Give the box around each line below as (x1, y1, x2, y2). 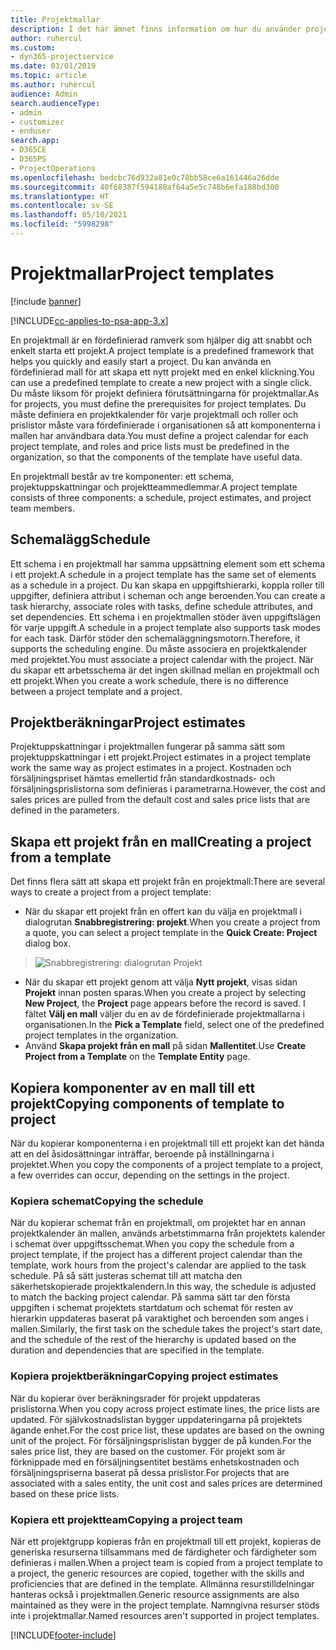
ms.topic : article (10, 71, 87, 81)
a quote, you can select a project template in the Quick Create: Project (24, 927, 318, 939)
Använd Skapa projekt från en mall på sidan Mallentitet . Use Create (24, 1040, 307, 1052)
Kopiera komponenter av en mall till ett (10, 1079, 256, 1096)
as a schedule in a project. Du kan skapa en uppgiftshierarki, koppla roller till (10, 579, 325, 591)
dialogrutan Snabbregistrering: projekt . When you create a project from (24, 916, 321, 928)
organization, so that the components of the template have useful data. (10, 451, 303, 463)
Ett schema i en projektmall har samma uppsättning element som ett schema (10, 557, 326, 570)
